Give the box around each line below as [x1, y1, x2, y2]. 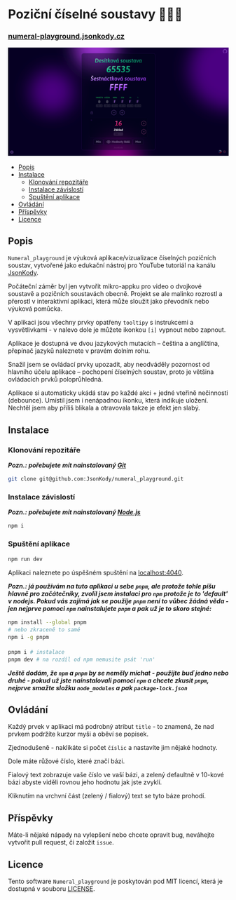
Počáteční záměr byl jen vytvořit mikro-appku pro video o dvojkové [8, 282, 202, 290]
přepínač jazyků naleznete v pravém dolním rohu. [8, 347, 151, 355]
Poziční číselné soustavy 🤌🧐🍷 [8, 6, 183, 22]
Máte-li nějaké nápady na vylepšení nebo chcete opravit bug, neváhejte [8, 831, 215, 839]
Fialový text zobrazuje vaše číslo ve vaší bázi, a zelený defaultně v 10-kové [8, 771, 225, 779]
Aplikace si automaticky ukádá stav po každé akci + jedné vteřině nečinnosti [8, 389, 228, 397]
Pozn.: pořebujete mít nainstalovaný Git [8, 461, 127, 469]
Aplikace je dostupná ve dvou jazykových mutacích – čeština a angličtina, [8, 340, 220, 348]
